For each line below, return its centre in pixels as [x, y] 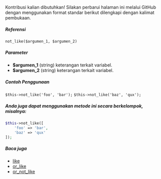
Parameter [17, 52]
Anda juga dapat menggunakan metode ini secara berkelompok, [74, 106]
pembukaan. [18, 18]
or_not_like [24, 171]
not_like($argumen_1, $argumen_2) [41, 41]
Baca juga [16, 148]
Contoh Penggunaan [27, 81]
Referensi [16, 29]
